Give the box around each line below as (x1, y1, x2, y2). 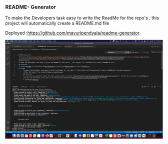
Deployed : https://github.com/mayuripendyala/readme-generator (5, 30, 140, 36)
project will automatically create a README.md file (5, 20, 109, 26)
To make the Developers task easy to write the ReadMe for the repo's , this (5, 15, 159, 21)
